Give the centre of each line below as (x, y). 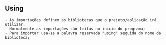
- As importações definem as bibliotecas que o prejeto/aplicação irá (81, 20)
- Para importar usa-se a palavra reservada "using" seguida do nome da (83, 33)
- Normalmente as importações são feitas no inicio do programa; (75, 29)
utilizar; (15, 24)
